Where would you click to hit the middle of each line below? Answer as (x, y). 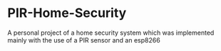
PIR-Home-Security (67, 13)
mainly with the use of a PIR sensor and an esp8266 (84, 40)
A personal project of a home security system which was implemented (111, 33)
